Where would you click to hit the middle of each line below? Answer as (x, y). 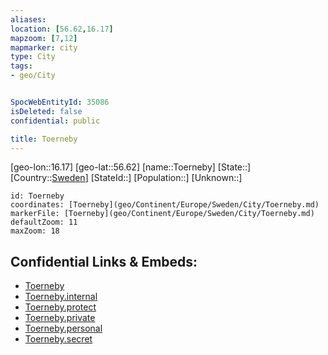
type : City (33, 57)
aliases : (28, 19)
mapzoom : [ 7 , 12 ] (44, 38)
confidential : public (55, 121)
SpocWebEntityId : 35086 (60, 102)
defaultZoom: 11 (44, 222)
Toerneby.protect (60, 307)
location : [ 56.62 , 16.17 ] (62, 29)
